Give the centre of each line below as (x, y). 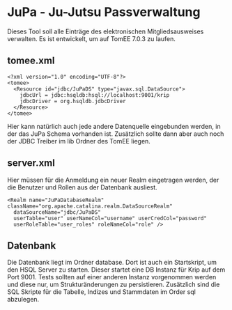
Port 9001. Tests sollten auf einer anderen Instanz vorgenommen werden (112, 277)
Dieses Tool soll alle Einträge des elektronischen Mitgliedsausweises (106, 31)
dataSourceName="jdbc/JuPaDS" (57, 212)
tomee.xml (31, 61)
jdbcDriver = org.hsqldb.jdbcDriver (73, 101)
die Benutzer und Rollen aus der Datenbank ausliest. (83, 187)
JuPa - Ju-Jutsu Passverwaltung (104, 12)
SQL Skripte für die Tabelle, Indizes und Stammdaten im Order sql (102, 292)
